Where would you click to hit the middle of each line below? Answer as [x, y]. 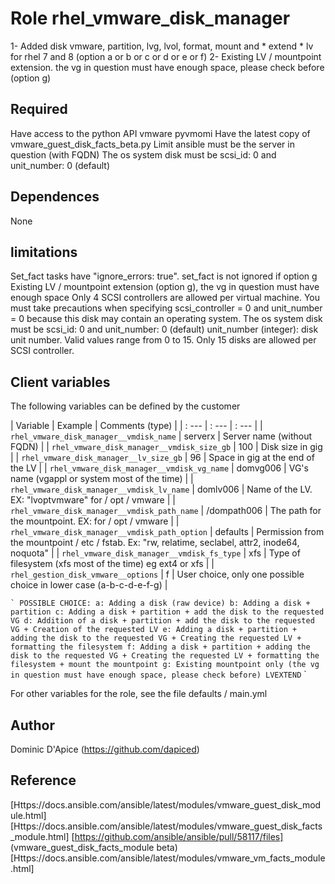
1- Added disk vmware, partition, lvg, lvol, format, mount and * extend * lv [162, 46]
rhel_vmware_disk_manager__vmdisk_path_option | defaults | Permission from [167, 532]
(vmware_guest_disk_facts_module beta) [94, 847]
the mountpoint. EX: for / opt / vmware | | [95, 521]
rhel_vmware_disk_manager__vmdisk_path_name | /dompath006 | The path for [166, 511]
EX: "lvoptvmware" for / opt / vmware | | [93, 500]
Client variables [60, 382]
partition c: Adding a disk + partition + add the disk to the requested [167, 612]
